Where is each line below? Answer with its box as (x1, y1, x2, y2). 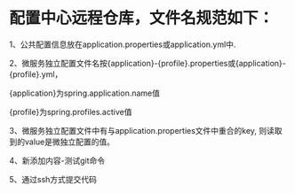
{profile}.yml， (9, 68, 63, 80)
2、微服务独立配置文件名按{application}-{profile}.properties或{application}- (9, 58, 286, 68)
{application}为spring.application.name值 (9, 88, 161, 98)
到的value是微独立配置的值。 (9, 136, 116, 147)
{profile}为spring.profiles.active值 (9, 106, 132, 117)
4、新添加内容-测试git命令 (9, 155, 106, 166)
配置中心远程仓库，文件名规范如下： (9, 8, 275, 28)
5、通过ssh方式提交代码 (9, 174, 98, 184)
